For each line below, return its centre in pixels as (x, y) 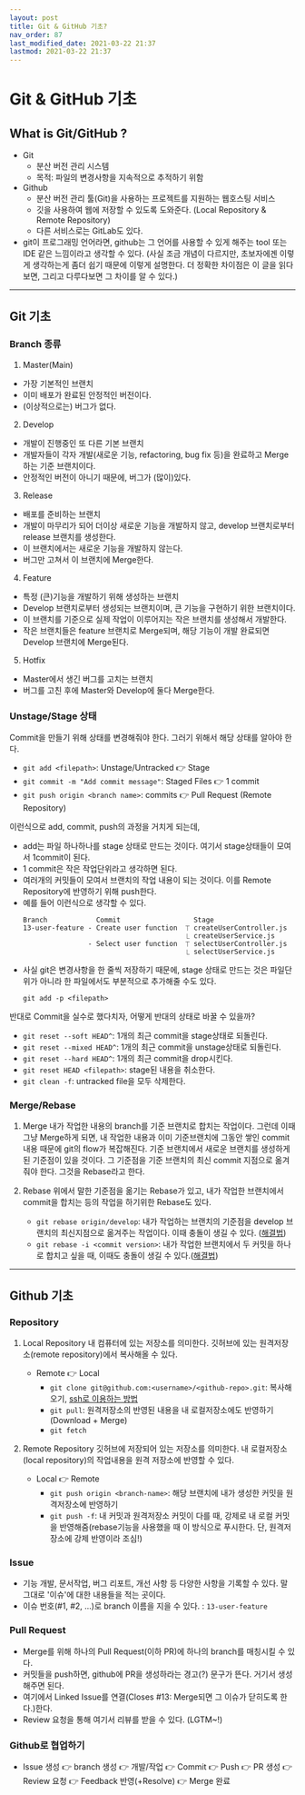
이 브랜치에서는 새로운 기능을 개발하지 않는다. (103, 548)
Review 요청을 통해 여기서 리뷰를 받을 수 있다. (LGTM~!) (123, 1720)
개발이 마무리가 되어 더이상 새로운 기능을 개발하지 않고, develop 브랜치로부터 (158, 525)
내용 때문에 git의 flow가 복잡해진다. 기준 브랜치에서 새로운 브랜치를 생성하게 (156, 1149)
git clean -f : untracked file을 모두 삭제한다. (104, 1082)
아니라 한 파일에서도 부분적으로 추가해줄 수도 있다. (128, 982)
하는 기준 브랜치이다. (59, 465)
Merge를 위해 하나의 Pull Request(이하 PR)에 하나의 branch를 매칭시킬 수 (154, 1651)
